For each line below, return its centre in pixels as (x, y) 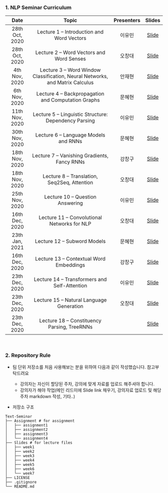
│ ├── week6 (20, 469)
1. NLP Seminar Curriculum (38, 7)
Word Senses (70, 59)
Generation (70, 306)
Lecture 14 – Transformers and (70, 279)
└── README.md (20, 486)
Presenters (127, 20)
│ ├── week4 (20, 460)
